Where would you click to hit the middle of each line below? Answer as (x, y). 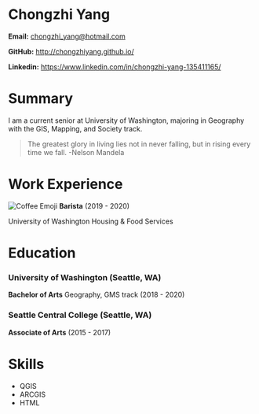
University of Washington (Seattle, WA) (85, 277)
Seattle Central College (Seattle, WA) (80, 315)
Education (42, 253)
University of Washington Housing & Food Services (91, 221)
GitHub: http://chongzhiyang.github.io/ (71, 51)
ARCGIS (32, 394)
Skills (26, 364)
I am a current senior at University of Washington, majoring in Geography (126, 120)
